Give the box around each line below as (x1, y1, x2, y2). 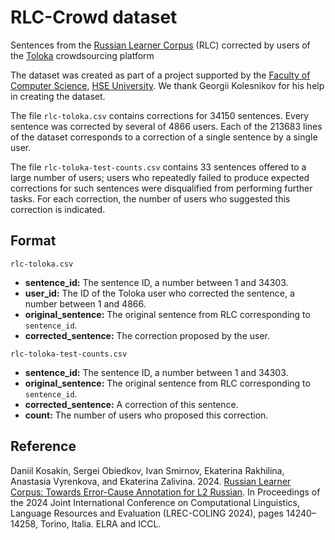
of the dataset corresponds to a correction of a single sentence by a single (10, 131, 318, 143)
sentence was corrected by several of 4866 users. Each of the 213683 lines (10, 120, 323, 132)
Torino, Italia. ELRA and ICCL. (39, 517, 162, 530)
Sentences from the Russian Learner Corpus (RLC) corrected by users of (10, 39, 311, 51)
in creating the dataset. (10, 90, 106, 102)
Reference (10, 438, 77, 455)
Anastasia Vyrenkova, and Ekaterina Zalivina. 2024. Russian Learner (10, 475, 292, 487)
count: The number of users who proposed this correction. (24, 409, 269, 421)
